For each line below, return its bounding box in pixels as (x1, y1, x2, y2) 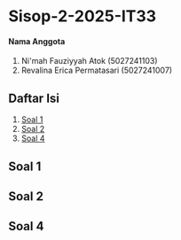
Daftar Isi (8, 90, 59, 105)
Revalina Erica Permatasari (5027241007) (20, 65, 173, 76)
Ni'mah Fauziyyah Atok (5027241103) (20, 56, 158, 66)
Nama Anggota (8, 35, 66, 46)
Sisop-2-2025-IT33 (8, 6, 157, 27)
